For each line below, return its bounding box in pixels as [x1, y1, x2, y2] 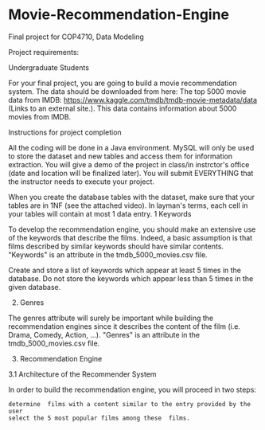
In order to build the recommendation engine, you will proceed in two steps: [8, 385, 257, 394]
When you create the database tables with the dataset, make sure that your [8, 192, 255, 201]
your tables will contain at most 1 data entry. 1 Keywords [8, 209, 192, 218]
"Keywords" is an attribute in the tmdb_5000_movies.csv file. [8, 249, 208, 260]
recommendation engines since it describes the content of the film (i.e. [8, 321, 241, 331]
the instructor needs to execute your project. [8, 177, 155, 186]
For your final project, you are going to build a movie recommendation [8, 78, 237, 88]
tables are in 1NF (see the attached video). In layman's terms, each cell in [8, 201, 248, 210]
